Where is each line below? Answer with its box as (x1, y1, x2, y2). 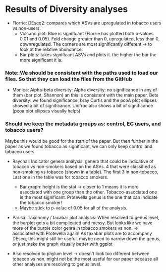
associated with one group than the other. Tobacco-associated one (19, 189, 157, 195)
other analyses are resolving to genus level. (12, 261, 102, 267)
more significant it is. (19, 57, 63, 63)
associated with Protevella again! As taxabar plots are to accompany (12, 230, 152, 236)
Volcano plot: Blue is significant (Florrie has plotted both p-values (19, 30, 154, 36)
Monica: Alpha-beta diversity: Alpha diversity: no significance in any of (12, 87, 157, 93)
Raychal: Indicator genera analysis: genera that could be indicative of (12, 158, 154, 164)
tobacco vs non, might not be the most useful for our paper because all (12, 256, 158, 262)
